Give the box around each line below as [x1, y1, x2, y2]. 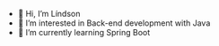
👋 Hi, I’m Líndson [17, 9, 81, 19]
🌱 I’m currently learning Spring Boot [17, 27, 151, 37]
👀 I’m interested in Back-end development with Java [17, 18, 211, 28]
